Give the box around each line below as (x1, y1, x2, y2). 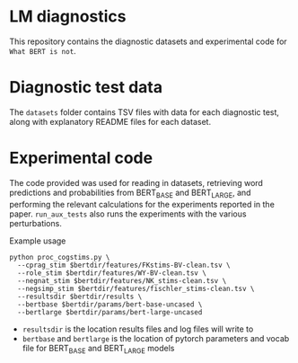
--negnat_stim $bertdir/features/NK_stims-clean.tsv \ (17, 276, 227, 285)
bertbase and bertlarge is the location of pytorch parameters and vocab (22, 332, 290, 343)
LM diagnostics (9, 6, 127, 27)
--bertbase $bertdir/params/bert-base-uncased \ (17, 299, 203, 309)
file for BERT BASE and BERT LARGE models (22, 342, 175, 356)
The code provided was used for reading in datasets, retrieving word (9, 177, 263, 188)
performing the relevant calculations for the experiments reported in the (9, 199, 276, 209)
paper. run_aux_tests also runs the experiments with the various (9, 208, 247, 219)
